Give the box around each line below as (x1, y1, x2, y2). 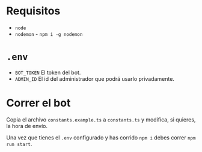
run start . (6, 140, 32, 147)
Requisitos (6, 4, 61, 18)
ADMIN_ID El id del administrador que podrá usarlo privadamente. (14, 75, 174, 82)
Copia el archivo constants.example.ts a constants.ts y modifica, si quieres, (6, 115, 196, 123)
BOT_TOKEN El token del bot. (14, 69, 81, 76)
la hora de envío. (6, 122, 48, 129)
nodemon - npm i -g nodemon (14, 30, 83, 37)
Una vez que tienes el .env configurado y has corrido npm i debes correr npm (6, 133, 196, 141)
